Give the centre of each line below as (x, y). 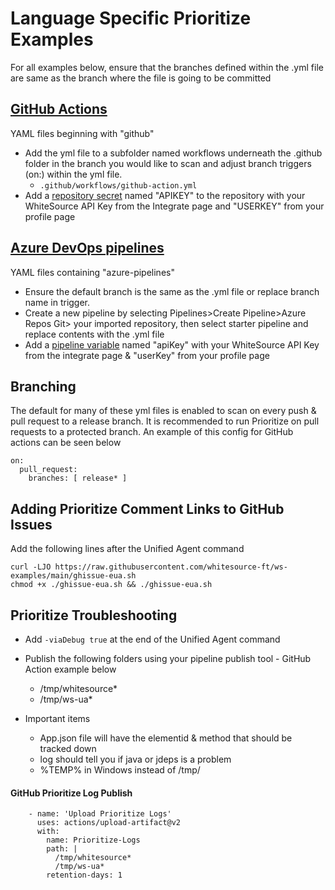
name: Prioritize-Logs (93, 840)
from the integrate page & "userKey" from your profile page (147, 355)
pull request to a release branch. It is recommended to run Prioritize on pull (165, 421)
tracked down (68, 748)
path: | (62, 849)
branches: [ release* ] (78, 478)
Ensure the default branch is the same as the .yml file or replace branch (172, 291)
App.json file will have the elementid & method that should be (166, 738)
